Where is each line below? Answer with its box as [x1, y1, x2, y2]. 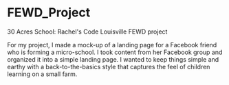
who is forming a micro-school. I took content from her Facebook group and [7, 48, 223, 56]
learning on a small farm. [7, 70, 78, 78]
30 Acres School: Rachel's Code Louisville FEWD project [7, 27, 168, 36]
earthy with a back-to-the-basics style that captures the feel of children [7, 62, 210, 71]
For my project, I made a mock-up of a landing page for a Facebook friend [7, 40, 217, 49]
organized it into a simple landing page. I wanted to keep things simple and [7, 55, 219, 63]
